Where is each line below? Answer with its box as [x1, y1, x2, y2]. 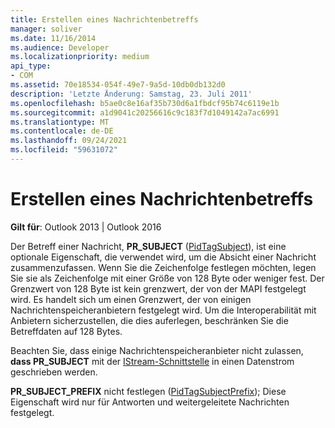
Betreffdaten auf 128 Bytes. [10, 325, 123, 337]
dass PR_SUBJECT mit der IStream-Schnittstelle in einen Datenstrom [10, 355, 295, 367]
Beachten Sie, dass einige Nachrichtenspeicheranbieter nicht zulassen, [10, 344, 304, 356]
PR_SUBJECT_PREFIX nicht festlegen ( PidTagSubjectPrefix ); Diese [10, 385, 287, 397]
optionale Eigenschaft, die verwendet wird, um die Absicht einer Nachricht [10, 251, 317, 263]
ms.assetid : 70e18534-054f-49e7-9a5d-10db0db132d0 [10, 80, 226, 90]
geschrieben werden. [10, 366, 98, 378]
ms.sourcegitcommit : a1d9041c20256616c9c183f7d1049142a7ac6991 [10, 107, 280, 118]
